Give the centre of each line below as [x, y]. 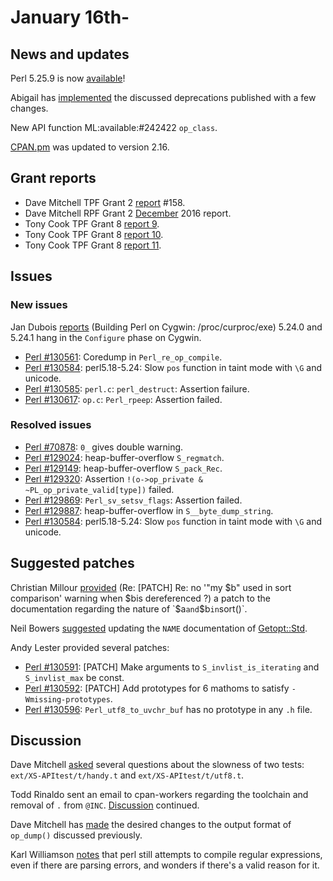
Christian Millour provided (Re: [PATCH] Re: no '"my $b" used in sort [151, 587]
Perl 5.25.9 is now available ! [68, 78]
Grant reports [53, 178]
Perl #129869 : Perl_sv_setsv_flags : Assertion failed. [133, 500]
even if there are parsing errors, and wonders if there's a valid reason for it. [165, 865]
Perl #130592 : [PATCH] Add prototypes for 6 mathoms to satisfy [157, 688]
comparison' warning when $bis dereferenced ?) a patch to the [140, 598]
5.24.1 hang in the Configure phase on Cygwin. [106, 337]
